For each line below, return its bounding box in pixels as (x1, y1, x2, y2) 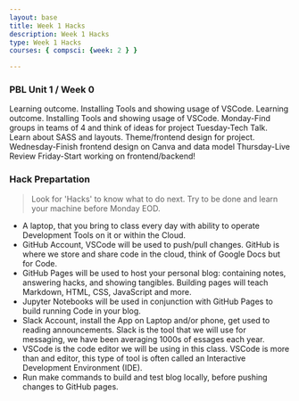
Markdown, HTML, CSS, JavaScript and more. (21, 286, 192, 297)
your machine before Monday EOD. (30, 202, 161, 214)
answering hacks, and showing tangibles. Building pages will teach (21, 277, 269, 288)
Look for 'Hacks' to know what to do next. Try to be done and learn (30, 193, 278, 204)
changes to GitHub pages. (21, 381, 119, 392)
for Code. (21, 258, 58, 268)
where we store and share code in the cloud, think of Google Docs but (21, 249, 281, 259)
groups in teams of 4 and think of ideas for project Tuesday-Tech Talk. (9, 122, 268, 134)
